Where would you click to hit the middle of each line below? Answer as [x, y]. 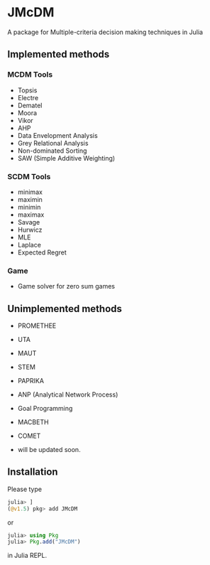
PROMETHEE [37, 326]
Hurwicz [30, 230]
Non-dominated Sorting [52, 151]
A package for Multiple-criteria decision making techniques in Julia [105, 32]
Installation [33, 472]
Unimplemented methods [65, 309]
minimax [30, 192]
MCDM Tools [30, 75]
